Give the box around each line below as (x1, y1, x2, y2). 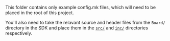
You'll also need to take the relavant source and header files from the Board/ (5, 20, 165, 25)
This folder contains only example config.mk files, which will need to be (5, 5, 156, 10)
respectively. (5, 30, 32, 36)
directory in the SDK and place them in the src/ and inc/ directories (5, 25, 148, 31)
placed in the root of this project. (5, 10, 74, 16)
